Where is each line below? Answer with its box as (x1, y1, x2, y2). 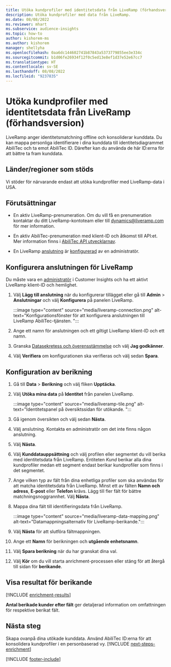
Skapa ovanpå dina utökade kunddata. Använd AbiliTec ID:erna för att (6, 635, 152, 642)
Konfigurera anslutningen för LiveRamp (6, 263, 133, 271)
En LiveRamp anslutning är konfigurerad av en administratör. (13, 248, 140, 255)
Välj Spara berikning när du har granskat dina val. (13, 548, 118, 554)
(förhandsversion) (6, 118, 85, 129)
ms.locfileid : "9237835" (6, 74, 58, 79)
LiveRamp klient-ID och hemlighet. (6, 282, 78, 288)
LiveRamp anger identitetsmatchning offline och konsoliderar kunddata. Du (6, 134, 162, 140)
